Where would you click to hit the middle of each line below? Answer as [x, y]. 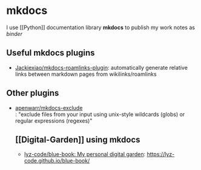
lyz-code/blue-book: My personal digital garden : [85, 154]
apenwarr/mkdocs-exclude [49, 107]
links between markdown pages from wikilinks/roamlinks [86, 74]
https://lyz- [161, 154]
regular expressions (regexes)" [54, 121]
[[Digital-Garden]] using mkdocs [77, 139]
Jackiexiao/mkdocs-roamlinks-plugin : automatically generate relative [101, 67]
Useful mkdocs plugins [51, 53]
